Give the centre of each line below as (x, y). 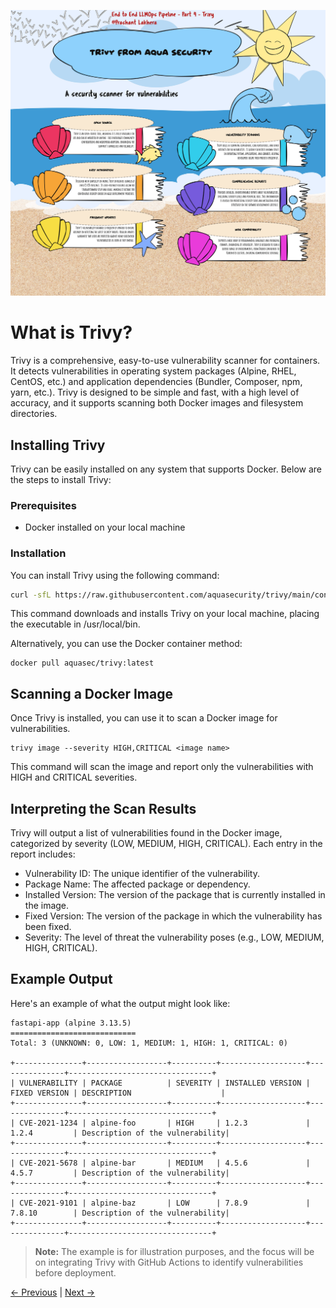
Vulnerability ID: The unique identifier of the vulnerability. (142, 874)
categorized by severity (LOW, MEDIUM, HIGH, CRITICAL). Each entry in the (166, 844)
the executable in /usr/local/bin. (75, 624)
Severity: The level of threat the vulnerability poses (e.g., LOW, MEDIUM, (174, 937)
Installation (38, 553)
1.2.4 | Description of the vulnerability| (120, 1133)
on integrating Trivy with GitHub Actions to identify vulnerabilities (169, 1262)
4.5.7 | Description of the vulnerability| (120, 1173)
